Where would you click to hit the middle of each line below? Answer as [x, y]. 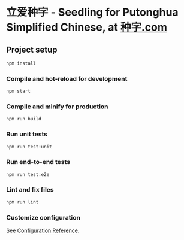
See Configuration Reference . [43, 230]
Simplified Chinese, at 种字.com [87, 27]
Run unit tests [27, 134]
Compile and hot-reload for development [67, 78]
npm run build [24, 119]
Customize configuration [43, 217]
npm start [19, 91]
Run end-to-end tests [38, 162]
